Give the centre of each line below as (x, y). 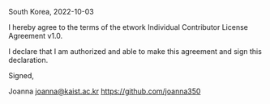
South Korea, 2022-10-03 (51, 12)
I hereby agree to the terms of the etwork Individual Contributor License (129, 27)
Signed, (21, 75)
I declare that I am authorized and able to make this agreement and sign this (135, 51)
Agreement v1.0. (36, 36)
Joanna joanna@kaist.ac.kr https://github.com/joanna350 (105, 91)
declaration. (28, 60)
